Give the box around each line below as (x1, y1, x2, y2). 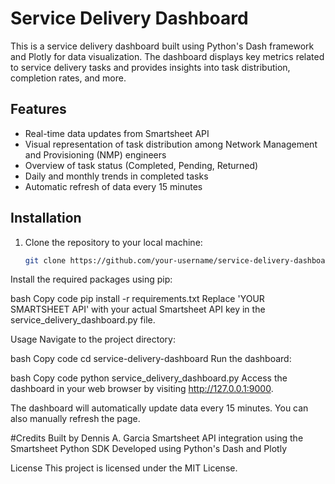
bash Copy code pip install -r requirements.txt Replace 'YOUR (10, 293, 265, 305)
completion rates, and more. (10, 72, 127, 84)
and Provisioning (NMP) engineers (24, 148, 167, 161)
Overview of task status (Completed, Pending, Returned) (24, 159, 259, 171)
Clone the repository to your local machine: (24, 236, 203, 248)
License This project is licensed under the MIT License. (10, 462, 238, 474)
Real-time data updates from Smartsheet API (24, 127, 210, 139)
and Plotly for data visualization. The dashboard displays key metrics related (10, 50, 325, 62)
